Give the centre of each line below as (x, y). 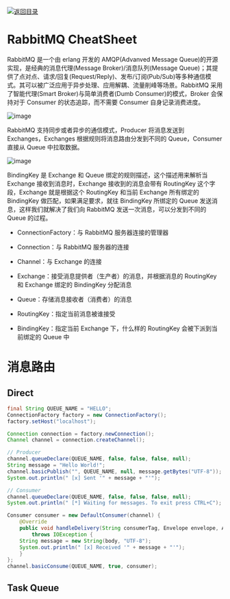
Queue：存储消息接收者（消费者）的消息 (74, 299)
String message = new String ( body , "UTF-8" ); (86, 541)
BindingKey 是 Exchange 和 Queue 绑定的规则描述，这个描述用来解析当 (107, 175)
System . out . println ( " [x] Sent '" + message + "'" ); (84, 478)
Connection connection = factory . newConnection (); (81, 434)
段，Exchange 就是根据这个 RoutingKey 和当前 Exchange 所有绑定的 (103, 192)
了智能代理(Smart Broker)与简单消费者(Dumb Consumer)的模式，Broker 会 (112, 93)
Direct (21, 393)
